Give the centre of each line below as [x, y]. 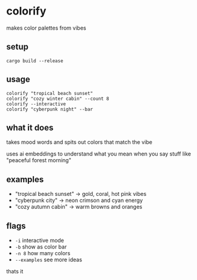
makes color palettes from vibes [46, 28]
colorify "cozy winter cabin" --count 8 [58, 99]
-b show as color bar [41, 247]
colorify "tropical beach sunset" [50, 93]
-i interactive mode [40, 240]
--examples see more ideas [49, 259]
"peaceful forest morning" [39, 160]
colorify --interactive [36, 104]
